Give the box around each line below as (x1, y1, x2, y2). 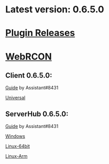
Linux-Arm (5, 153, 28, 159)
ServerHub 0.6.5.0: (5, 110, 68, 118)
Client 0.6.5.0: (5, 71, 52, 80)
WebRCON (5, 50, 52, 62)
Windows (5, 133, 26, 139)
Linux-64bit (5, 143, 30, 150)
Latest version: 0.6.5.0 (5, 4, 104, 15)
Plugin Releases (5, 27, 76, 39)
